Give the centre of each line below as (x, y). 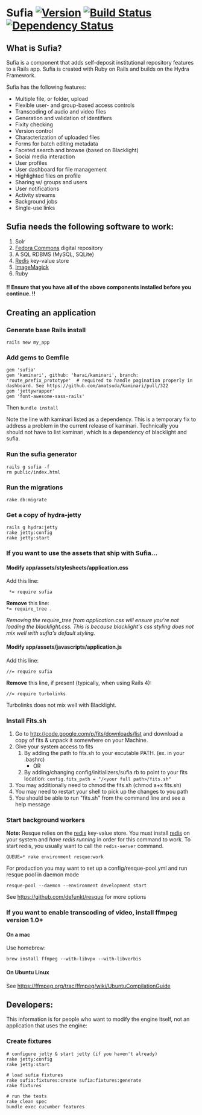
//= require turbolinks (36, 694)
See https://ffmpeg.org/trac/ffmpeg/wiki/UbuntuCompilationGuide (88, 986)
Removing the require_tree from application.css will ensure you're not (93, 620)
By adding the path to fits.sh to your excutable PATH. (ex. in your (104, 753)
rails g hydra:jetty (32, 528)
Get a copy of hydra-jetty (44, 515)
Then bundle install (32, 408)
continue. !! (21, 294)
